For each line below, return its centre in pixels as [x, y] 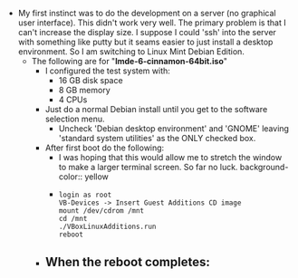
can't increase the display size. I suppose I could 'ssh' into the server [147, 32]
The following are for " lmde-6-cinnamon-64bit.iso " [130, 61]
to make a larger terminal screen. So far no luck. [148, 167]
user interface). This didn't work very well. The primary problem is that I [152, 23]
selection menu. [75, 119]
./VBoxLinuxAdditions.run [107, 226]
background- [264, 167]
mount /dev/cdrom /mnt [101, 211]
